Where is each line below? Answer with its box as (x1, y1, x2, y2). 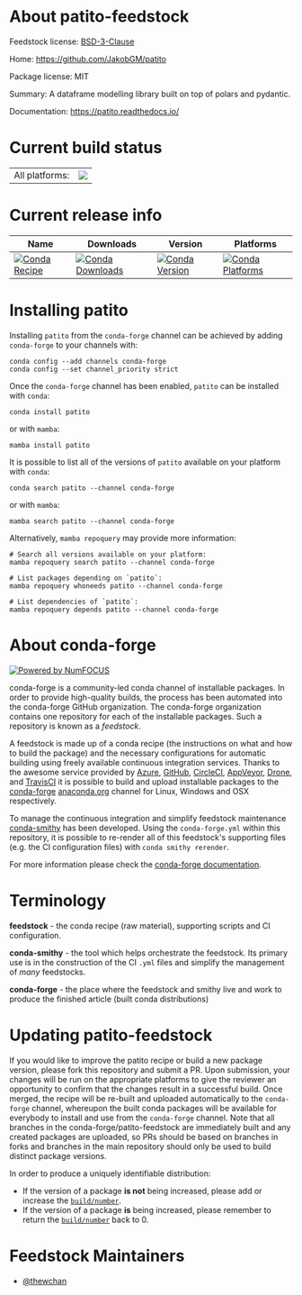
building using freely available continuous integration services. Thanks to (9, 756, 280, 767)
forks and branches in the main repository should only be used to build (9, 1141, 271, 1152)
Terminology (9, 890, 106, 910)
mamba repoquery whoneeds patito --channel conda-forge (9, 581, 223, 591)
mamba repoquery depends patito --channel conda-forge (9, 605, 219, 614)
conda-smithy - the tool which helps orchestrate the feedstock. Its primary (9, 947, 289, 958)
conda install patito (9, 407, 91, 416)
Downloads (86, 237, 138, 249)
